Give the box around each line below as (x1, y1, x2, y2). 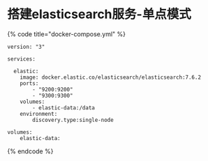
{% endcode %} (7, 147, 54, 155)
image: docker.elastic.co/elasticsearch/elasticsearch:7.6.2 (20, 74, 201, 81)
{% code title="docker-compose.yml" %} (7, 29, 126, 38)
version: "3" (7, 43, 45, 50)
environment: (20, 110, 58, 117)
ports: (20, 79, 39, 87)
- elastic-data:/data (32, 104, 96, 112)
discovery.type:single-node (32, 116, 114, 123)
